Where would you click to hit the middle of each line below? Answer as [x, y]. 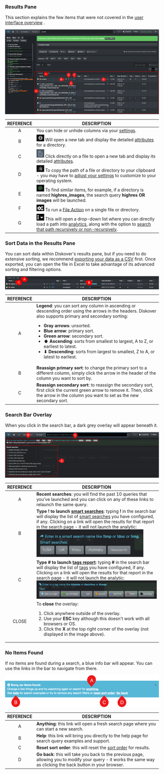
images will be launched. [61, 200]
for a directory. [51, 145]
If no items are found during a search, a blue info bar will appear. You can [79, 663]
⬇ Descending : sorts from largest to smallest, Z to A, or [99, 351]
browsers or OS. [60, 624]
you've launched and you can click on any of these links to [95, 500]
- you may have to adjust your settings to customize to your [96, 176]
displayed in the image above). [74, 634]
